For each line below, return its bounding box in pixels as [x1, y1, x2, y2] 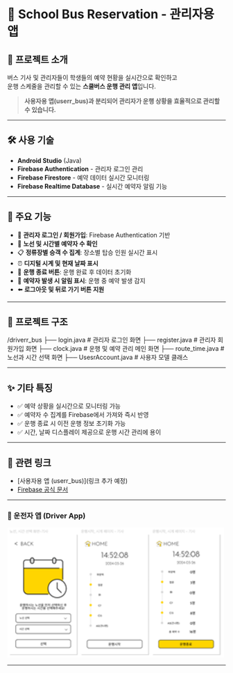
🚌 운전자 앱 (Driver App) [7, 511, 86, 521]
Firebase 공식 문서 [17, 485, 69, 494]
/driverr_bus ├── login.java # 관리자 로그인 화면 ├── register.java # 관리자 [7, 335, 216, 345]
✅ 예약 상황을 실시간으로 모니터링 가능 [17, 402, 121, 411]
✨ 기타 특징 [7, 382, 53, 394]
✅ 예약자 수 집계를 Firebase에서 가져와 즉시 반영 [17, 411, 149, 419]
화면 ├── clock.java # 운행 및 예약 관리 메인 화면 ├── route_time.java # [25, 345, 225, 353]
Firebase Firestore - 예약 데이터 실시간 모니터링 [17, 173, 150, 182]
